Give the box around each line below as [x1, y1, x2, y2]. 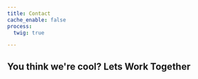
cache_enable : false [7, 16, 67, 23]
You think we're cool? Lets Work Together [7, 60, 191, 72]
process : [7, 23, 32, 30]
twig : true [13, 29, 45, 36]
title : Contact [7, 10, 51, 17]
